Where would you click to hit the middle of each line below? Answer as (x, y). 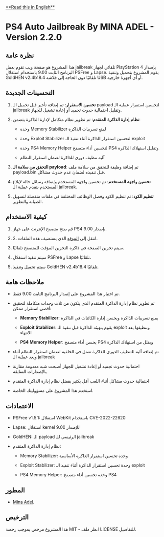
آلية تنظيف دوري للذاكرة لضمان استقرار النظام (62, 157)
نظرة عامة (20, 55)
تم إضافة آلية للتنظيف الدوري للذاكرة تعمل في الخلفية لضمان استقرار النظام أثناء (86, 352)
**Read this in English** (30, 7)
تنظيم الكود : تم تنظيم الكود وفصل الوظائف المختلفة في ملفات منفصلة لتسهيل (83, 196)
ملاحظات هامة (25, 282)
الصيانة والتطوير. (28, 201)
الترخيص (17, 517)
